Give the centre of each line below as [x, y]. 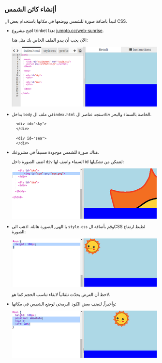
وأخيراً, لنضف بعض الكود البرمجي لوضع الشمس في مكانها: [64, 304]
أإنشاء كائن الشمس [30, 9]
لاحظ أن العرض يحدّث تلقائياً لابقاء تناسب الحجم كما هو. [61, 295]
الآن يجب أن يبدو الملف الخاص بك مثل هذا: [50, 40]
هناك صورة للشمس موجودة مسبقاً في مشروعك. [55, 152]
